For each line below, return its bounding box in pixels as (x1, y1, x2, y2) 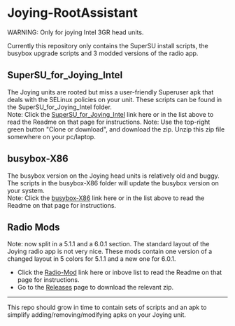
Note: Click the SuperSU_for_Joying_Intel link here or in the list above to (7, 110, 214, 118)
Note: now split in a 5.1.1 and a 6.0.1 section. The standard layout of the (7, 240, 210, 248)
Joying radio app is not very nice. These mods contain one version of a (7, 247, 213, 256)
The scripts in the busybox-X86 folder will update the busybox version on (7, 178, 219, 187)
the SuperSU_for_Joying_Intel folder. (7, 103, 112, 111)
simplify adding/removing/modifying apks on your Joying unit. (7, 311, 187, 319)
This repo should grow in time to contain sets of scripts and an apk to (7, 303, 207, 312)
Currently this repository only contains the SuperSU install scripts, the (7, 41, 208, 50)
